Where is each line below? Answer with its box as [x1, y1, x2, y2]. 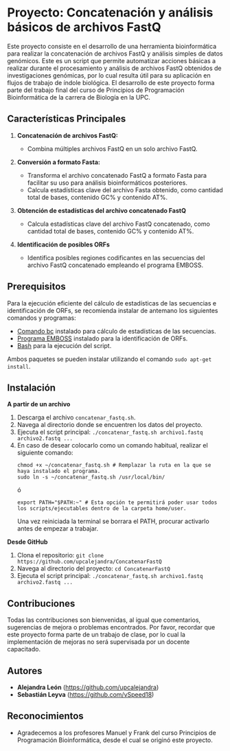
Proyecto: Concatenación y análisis [7, 5, 214, 21]
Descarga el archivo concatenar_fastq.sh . [16, 413, 136, 421]
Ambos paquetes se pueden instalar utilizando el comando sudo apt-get [7, 355, 212, 363]
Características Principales [7, 113, 126, 125]
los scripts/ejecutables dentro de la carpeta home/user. [16, 505, 187, 512]
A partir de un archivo [7, 400, 71, 408]
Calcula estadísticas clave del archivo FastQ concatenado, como [27, 220, 211, 228]
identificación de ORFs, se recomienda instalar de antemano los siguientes [7, 306, 218, 314]
